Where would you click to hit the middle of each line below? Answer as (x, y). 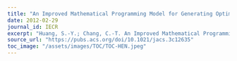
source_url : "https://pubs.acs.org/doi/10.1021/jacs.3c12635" (101, 40)
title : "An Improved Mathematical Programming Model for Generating (110, 14)
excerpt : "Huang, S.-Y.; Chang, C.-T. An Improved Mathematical (104, 33)
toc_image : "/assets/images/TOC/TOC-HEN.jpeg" (77, 46)
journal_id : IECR (33, 27)
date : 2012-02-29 (33, 20)
